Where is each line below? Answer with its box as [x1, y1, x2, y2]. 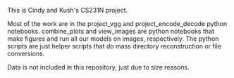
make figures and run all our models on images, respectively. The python [7, 34, 219, 43]
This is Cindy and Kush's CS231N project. [7, 6, 128, 14]
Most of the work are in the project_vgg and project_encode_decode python [7, 20, 228, 27]
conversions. [7, 49, 45, 58]
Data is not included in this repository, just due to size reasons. [7, 63, 190, 71]
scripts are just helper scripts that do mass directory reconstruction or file [7, 42, 222, 50]
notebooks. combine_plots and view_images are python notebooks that [7, 27, 215, 35]
